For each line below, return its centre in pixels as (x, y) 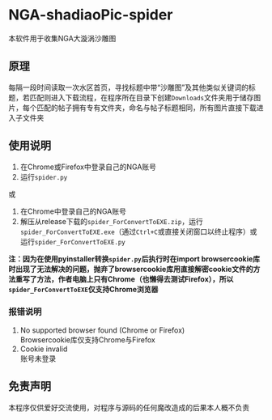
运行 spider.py (44, 176)
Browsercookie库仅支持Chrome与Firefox (87, 339)
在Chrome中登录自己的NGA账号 (73, 211)
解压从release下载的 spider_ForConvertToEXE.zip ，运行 (112, 221)
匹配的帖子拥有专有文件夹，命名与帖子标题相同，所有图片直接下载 (146, 108)
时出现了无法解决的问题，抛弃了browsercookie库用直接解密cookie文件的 (131, 269)
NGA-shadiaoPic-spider (91, 15)
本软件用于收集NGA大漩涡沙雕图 (62, 38)
